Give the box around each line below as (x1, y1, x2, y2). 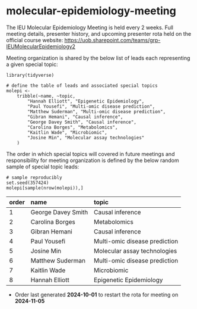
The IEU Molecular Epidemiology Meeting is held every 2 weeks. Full (6, 24, 174, 31)
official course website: (6, 36, 63, 43)
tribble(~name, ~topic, (17, 93, 76, 99)
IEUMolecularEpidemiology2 (6, 43, 76, 50)
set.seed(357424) (6, 180, 49, 186)
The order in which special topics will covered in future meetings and (6, 150, 175, 157)
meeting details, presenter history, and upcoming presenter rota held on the (6, 30, 192, 37)
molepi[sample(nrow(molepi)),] (6, 185, 84, 191)
